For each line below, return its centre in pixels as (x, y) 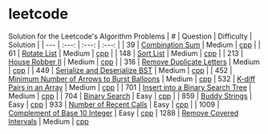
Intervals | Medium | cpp (49, 121)
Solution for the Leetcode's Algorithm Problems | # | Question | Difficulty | (130, 36)
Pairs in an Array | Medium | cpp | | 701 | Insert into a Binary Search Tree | (130, 87)
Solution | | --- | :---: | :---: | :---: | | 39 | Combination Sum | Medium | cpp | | (134, 44)
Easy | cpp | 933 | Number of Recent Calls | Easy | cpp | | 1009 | (114, 104)
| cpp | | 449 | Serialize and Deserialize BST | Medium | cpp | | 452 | (120, 70)
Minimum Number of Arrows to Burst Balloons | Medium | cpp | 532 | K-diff (132, 79)
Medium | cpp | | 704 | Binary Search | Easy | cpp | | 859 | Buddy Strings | (130, 95)
